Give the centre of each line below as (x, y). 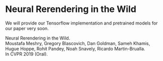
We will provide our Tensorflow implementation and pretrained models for (81, 23)
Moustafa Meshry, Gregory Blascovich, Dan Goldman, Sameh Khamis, (77, 43)
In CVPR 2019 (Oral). (26, 54)
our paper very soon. (27, 28)
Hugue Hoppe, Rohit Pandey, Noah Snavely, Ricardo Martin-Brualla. (75, 48)
